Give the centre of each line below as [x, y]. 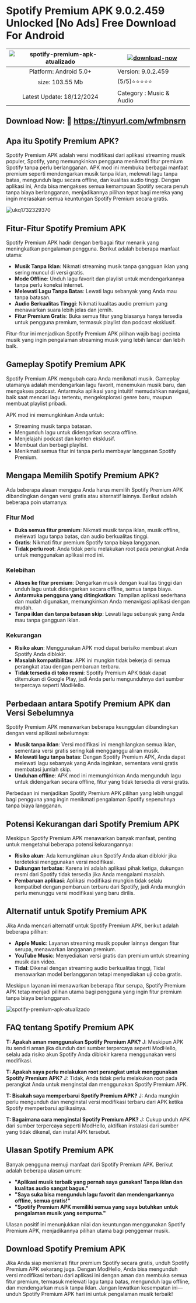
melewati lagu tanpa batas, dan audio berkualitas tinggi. [82, 536]
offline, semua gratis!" [42, 1201]
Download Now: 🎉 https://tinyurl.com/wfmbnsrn [96, 121]
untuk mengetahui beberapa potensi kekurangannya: [69, 845]
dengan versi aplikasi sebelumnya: [48, 733]
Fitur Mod [20, 517]
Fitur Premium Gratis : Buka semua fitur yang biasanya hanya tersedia [98, 316]
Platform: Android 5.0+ [60, 71]
